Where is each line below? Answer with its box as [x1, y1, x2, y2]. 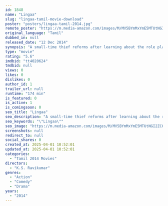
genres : [5, 170, 21, 175]
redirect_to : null [5, 133, 43, 138]
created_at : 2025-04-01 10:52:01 [5, 142, 75, 147]
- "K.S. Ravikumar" [9, 165, 50, 170]
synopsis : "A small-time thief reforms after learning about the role [5, 44, 155, 49]
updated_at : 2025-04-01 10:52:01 [5, 147, 75, 152]
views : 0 [5, 68, 23, 73]
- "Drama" [9, 184, 30, 189]
